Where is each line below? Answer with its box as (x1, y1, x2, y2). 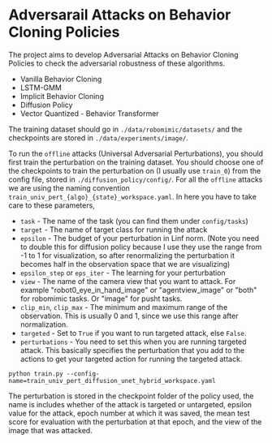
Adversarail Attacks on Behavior (8, 6, 231, 24)
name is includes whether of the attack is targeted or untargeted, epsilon (8, 399, 253, 409)
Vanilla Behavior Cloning (19, 74, 102, 84)
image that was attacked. (8, 425, 93, 435)
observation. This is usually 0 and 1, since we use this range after (19, 311, 239, 320)
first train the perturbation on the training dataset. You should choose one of (8, 157, 264, 167)
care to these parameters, (8, 200, 95, 210)
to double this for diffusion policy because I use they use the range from (19, 242, 262, 252)
